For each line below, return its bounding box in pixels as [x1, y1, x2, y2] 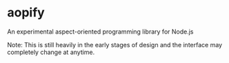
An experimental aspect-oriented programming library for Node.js [7, 27, 194, 36]
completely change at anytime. [7, 48, 95, 56]
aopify [7, 5, 45, 21]
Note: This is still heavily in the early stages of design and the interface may [7, 40, 223, 49]
